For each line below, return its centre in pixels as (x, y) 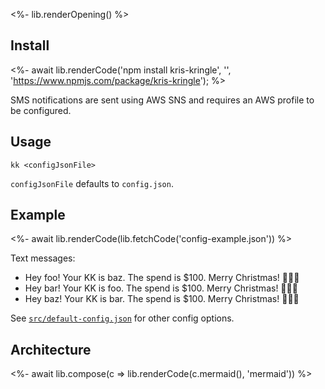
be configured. (41, 110)
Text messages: (43, 258)
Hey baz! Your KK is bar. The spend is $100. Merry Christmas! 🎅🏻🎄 (162, 299)
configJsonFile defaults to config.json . (92, 183)
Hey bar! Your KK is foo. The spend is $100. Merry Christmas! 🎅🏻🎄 (161, 288)
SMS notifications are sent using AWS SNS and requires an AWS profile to (162, 100)
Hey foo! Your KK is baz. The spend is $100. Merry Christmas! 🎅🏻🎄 (162, 278)
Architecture (51, 349)
